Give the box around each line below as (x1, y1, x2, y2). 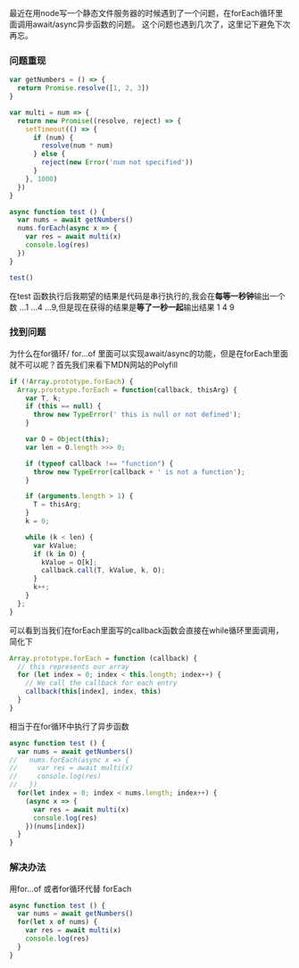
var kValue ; (32, 541, 78, 550)
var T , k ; (25, 394, 62, 403)
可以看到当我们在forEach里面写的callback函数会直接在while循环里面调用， (9, 624, 284, 636)
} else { (32, 150, 66, 159)
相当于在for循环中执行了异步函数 (9, 721, 129, 731)
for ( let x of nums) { (17, 918, 98, 927)
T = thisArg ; (32, 500, 82, 509)
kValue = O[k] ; (41, 557, 98, 567)
